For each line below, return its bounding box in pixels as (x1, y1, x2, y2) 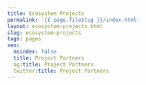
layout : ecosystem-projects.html (7, 23, 103, 29)
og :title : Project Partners (13, 61, 94, 68)
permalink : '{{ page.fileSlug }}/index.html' (7, 16, 140, 23)
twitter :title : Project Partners (13, 67, 109, 74)
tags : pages (7, 36, 41, 42)
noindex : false (13, 49, 57, 56)
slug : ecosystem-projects (7, 29, 81, 36)
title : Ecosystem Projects (7, 10, 85, 17)
